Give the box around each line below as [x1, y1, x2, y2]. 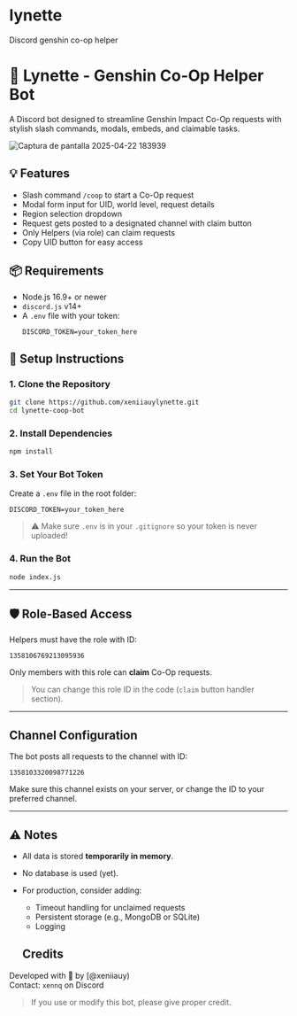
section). [30, 694, 64, 704]
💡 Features [9, 166, 71, 182]
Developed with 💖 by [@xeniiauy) [9, 970, 130, 981]
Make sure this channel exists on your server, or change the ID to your [9, 784, 265, 795]
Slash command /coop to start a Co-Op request [21, 190, 194, 200]
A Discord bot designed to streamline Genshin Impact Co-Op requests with [9, 113, 282, 124]
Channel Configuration [9, 727, 138, 742]
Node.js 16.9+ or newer [21, 291, 108, 302]
